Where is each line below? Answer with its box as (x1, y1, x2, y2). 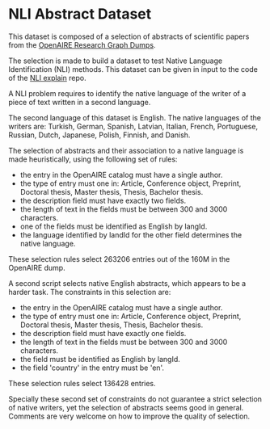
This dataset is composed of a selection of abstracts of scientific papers (8, 32, 250, 41)
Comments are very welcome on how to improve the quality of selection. (8, 411, 251, 421)
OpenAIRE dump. (8, 263, 66, 272)
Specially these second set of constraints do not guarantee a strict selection (8, 393, 263, 404)
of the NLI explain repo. (8, 73, 86, 82)
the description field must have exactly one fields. (19, 328, 187, 338)
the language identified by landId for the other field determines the (19, 229, 243, 239)
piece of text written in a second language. (8, 97, 151, 107)
